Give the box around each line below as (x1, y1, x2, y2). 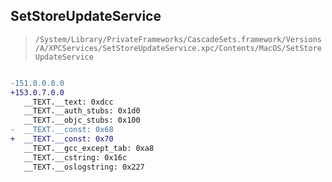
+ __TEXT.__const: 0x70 (10, 134, 114, 144)
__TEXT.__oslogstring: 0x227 (23, 162, 145, 172)
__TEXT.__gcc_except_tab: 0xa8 (23, 143, 155, 153)
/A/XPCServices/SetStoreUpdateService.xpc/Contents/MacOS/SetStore (34, 43, 322, 53)
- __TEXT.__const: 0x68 (10, 125, 114, 135)
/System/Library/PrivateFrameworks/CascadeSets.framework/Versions (34, 34, 322, 44)
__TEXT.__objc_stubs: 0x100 (23, 115, 141, 126)
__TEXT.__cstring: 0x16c (23, 152, 128, 163)
